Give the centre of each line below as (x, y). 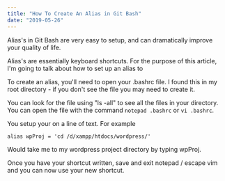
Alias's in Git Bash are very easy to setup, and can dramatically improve (110, 40)
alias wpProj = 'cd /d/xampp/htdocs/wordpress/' (79, 136)
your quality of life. (34, 47)
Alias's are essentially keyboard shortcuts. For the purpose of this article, (112, 61)
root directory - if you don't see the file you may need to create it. (101, 89)
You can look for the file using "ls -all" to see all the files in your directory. (113, 102)
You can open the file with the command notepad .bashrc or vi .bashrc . (111, 110)
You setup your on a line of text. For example (71, 123)
